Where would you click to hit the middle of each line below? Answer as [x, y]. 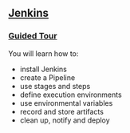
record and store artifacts [61, 111]
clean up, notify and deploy [65, 120]
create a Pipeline [47, 77]
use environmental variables [66, 103]
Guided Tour [33, 36]
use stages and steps [55, 86]
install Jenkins [43, 69]
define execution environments [71, 95]
